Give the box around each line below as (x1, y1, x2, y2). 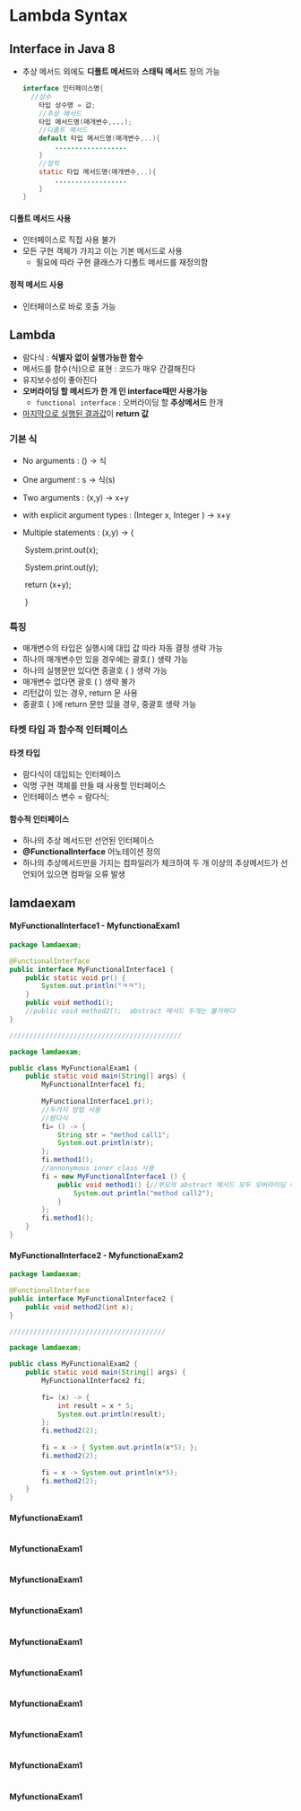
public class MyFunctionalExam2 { (9, 1360, 139, 1369)
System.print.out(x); (24, 544, 99, 555)
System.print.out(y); (24, 562, 99, 573)
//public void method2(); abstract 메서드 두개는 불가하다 (25, 1007, 236, 1016)
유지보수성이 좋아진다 (21, 374, 98, 386)
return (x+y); (24, 579, 72, 590)
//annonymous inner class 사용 (41, 1164, 155, 1173)
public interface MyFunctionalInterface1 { (9, 965, 175, 974)
